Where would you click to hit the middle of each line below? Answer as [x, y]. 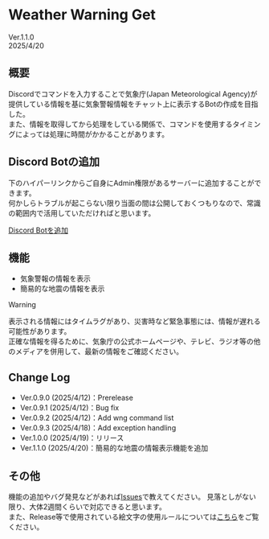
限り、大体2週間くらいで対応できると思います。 [87, 507]
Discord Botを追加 [38, 230]
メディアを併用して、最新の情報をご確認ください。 [99, 352]
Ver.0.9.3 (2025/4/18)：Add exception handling [98, 428]
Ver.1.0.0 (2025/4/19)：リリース [72, 438]
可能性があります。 [40, 331]
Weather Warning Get [82, 15]
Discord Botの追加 [54, 162]
